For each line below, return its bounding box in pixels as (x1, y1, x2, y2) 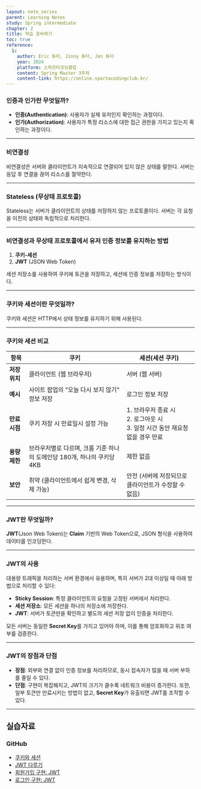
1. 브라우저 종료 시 (126, 405, 176, 414)
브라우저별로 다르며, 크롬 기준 (29, 444, 108, 452)
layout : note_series (6, 8, 58, 15)
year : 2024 (17, 59, 44, 65)
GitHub (6, 740, 28, 748)
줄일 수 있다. (21, 674, 50, 681)
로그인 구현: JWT (14, 776, 56, 784)
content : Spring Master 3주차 (17, 70, 90, 76)
